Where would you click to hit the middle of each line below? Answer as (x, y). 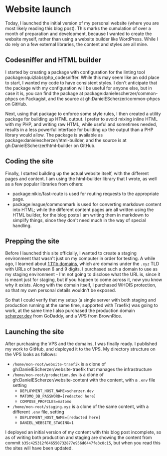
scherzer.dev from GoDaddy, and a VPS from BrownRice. (64, 316)
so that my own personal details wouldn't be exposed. (61, 290)
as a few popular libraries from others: (44, 184)
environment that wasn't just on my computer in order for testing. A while (80, 258)
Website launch (38, 9)
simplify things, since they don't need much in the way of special (79, 220)
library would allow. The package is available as (54, 135)
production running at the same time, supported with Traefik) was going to (82, 305)
